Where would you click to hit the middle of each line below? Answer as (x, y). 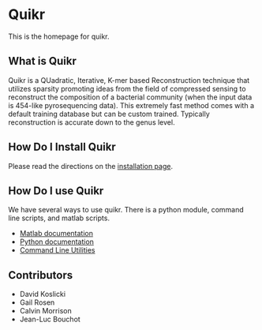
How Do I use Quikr (56, 191)
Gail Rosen (37, 302)
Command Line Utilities (57, 250)
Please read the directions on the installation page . (91, 166)
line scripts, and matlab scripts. (59, 218)
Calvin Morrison (46, 311)
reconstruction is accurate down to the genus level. (92, 122)
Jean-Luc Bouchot (50, 319)
